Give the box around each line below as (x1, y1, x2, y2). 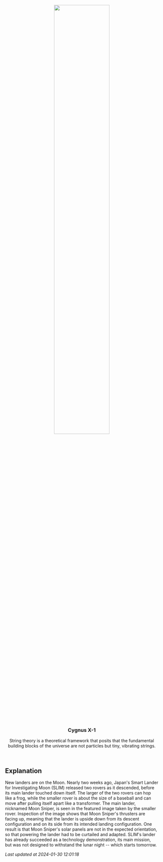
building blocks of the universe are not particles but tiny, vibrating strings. (8, 743, 156, 749)
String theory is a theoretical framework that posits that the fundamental (9, 738, 154, 744)
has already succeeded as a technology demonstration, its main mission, (5, 837, 151, 843)
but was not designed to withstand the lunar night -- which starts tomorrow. (5, 842, 157, 848)
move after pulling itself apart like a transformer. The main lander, (5, 800, 136, 806)
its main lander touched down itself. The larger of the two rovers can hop (5, 790, 151, 796)
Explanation (5, 767, 42, 775)
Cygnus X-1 (68, 727, 96, 733)
